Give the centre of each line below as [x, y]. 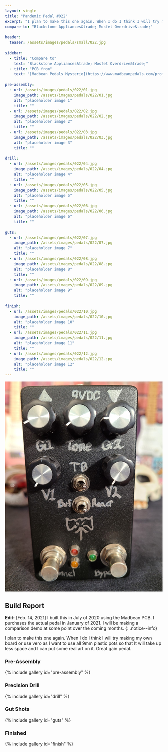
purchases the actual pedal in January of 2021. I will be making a [72, 623]
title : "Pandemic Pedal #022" [37, 16]
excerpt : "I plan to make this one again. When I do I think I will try [82, 21]
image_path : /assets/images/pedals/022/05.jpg [63, 190]
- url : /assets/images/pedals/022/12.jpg [53, 353]
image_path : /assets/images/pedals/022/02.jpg [63, 116]
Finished [16, 733]
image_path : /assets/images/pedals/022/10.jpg [63, 317]
